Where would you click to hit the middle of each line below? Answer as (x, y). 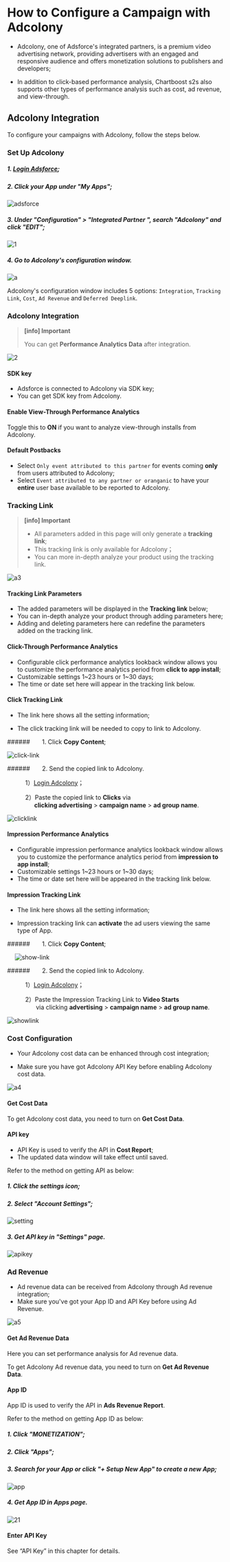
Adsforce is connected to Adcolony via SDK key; (85, 389)
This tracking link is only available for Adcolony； (104, 549)
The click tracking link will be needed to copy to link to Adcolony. (109, 728)
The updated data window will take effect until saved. (92, 1157)
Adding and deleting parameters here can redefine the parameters (111, 623)
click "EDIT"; (26, 227)
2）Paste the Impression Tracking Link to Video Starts (102, 1000)
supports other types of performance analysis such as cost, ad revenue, (119, 89)
